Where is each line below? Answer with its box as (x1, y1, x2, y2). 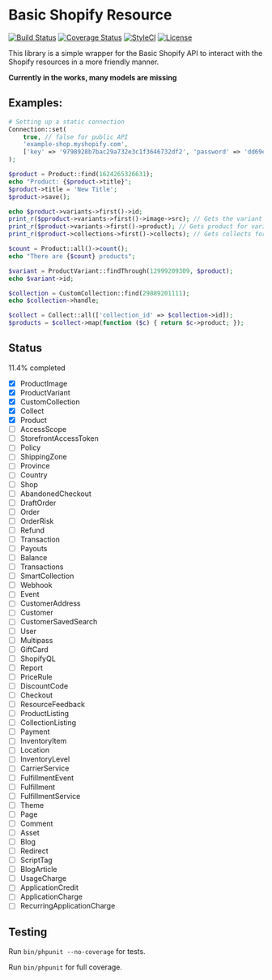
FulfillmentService (19, 791, 81, 801)
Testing (8, 925, 48, 939)
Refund (19, 525, 45, 535)
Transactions (19, 562, 64, 572)
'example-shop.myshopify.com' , (23, 140, 129, 149)
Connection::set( (8, 125, 67, 133)
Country (19, 470, 48, 480)
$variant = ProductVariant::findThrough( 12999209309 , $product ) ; (8, 266, 233, 275)
